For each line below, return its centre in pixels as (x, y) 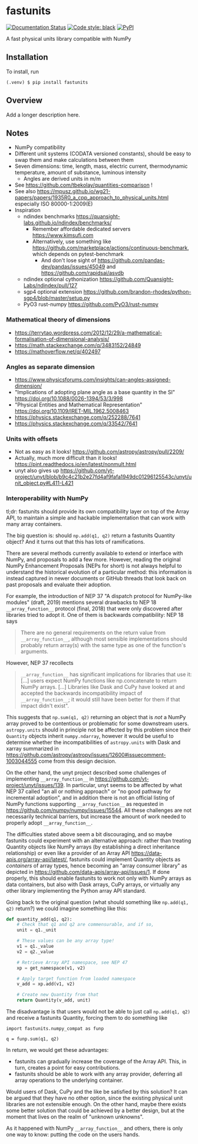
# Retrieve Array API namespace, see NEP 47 (72, 962)
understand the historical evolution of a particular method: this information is (99, 572)
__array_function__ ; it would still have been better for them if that (100, 699)
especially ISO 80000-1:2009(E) (54, 204)
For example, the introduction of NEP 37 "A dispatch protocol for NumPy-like (99, 596)
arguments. (34, 651)
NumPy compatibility (40, 147)
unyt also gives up (37, 470)
